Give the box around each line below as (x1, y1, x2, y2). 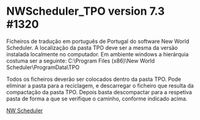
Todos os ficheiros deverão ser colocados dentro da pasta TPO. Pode (6, 75, 182, 83)
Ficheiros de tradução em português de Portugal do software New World (6, 37, 190, 45)
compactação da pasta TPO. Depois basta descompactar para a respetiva (6, 88, 192, 96)
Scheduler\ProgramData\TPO (6, 63, 80, 71)
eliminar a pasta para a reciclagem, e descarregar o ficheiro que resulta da (6, 81, 194, 89)
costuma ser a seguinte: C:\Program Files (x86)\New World (6, 57, 155, 64)
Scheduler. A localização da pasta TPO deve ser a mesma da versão (6, 44, 178, 51)
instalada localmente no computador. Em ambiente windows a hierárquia (6, 50, 189, 58)
